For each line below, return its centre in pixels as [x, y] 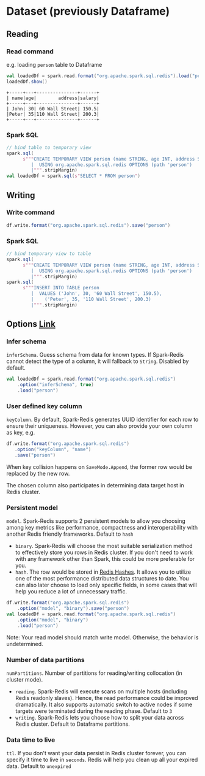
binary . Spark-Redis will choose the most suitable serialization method [104, 546]
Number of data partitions [46, 660]
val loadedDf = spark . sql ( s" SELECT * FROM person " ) [73, 176]
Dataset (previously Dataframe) [88, 11]
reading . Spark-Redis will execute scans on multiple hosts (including [101, 691]
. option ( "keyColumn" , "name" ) [53, 450]
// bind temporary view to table [49, 254]
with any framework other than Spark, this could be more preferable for [105, 559]
